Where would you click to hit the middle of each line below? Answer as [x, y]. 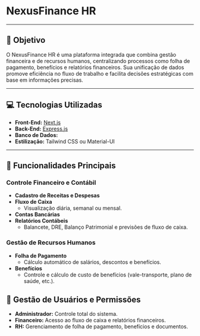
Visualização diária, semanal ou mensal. [73, 208]
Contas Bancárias [37, 214]
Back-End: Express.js [41, 129]
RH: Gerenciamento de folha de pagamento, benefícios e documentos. [101, 326]
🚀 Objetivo [26, 40]
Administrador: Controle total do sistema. [66, 314]
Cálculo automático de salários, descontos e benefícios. [93, 262]
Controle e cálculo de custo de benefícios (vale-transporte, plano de [108, 275]
